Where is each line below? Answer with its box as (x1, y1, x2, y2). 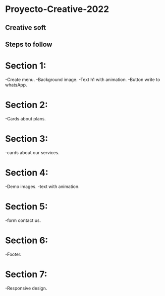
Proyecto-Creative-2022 (5, 3, 110, 15)
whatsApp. (5, 82, 27, 88)
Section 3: (5, 133, 48, 145)
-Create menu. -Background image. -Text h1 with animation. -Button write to (5, 76, 160, 83)
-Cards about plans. (5, 115, 46, 121)
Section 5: (5, 200, 48, 212)
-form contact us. (5, 217, 41, 223)
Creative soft (5, 23, 46, 32)
